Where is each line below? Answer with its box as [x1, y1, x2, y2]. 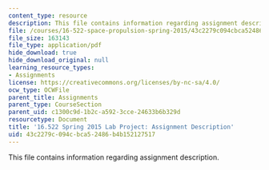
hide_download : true [8, 49, 78, 57]
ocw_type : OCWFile [8, 85, 70, 94]
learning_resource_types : [8, 64, 94, 72]
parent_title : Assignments [8, 93, 98, 101]
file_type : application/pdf [8, 42, 102, 49]
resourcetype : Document [8, 116, 88, 124]
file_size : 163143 [8, 34, 70, 42]
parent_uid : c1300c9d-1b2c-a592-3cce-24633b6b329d [8, 109, 181, 117]
